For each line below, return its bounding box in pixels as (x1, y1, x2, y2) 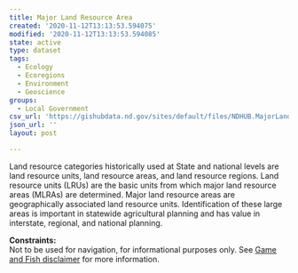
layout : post (9, 129, 58, 138)
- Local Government (17, 104, 90, 113)
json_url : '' (9, 121, 58, 130)
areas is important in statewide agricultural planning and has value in (9, 208, 261, 219)
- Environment (17, 79, 69, 88)
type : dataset (9, 46, 62, 55)
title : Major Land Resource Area (9, 12, 133, 22)
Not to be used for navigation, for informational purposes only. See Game (9, 244, 278, 254)
